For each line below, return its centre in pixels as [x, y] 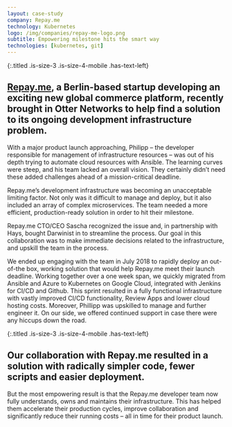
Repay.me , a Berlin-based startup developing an [114, 87]
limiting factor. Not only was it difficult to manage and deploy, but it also [109, 198]
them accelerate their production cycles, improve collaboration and [103, 408]
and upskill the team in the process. [58, 247]
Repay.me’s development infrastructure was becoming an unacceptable [109, 190]
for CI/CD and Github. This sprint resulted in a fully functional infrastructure [115, 290]
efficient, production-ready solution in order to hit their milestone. [100, 212]
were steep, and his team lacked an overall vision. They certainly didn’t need [116, 169]
